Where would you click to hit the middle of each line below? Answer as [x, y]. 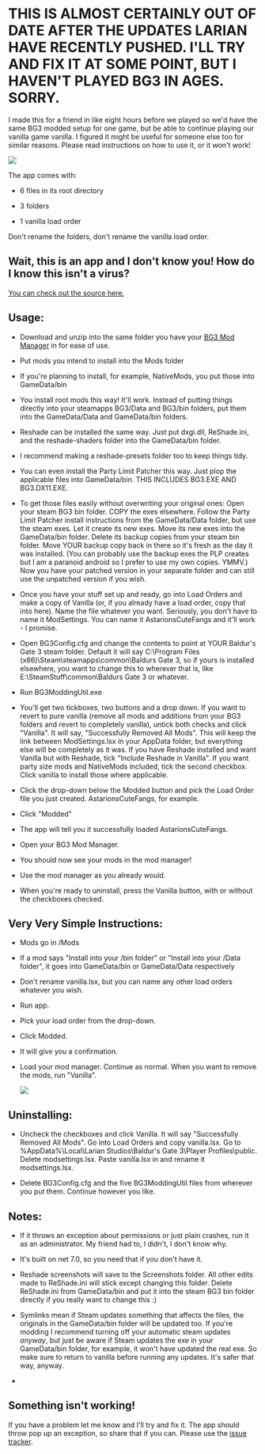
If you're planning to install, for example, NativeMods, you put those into [137, 376]
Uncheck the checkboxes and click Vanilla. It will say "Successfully [129, 1134]
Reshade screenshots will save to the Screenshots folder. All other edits [136, 1274]
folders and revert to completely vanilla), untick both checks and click [133, 724]
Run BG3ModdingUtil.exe [61, 692]
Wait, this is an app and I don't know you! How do [132, 262]
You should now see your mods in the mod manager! [106, 860]
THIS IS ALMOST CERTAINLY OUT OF [132, 14]
